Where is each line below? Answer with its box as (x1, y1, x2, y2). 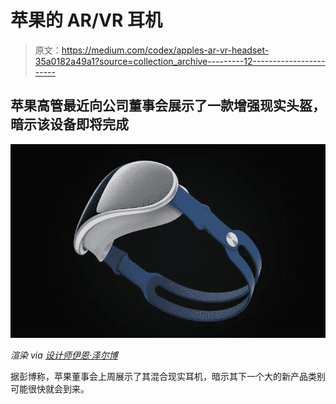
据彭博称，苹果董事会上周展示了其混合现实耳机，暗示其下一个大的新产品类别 (10, 370, 326, 382)
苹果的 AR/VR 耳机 (10, 9, 163, 32)
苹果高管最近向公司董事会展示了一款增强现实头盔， (10, 97, 326, 115)
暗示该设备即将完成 (10, 116, 129, 133)
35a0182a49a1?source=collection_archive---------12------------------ (34, 55, 326, 67)
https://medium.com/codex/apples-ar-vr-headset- (61, 44, 270, 56)
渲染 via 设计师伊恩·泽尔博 (10, 349, 118, 361)
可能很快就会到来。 (10, 382, 90, 395)
